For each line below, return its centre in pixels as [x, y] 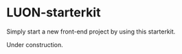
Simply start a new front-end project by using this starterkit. [91, 31]
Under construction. [35, 44]
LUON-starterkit [54, 13]
